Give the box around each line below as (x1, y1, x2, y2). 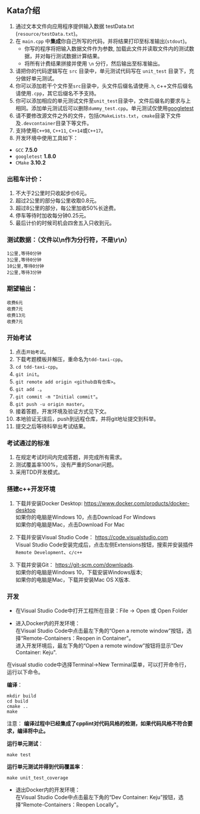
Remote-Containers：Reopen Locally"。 (23, 801, 122, 808)
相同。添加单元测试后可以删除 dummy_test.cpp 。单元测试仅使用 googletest (15, 104, 194, 111)
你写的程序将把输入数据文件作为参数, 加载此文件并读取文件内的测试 (24, 45, 189, 52)
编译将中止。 (17, 727, 49, 734)
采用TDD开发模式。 (15, 468, 64, 476)
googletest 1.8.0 (15, 153, 57, 160)
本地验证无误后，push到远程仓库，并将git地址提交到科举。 (15, 415, 160, 422)
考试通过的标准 (7, 439, 50, 447)
